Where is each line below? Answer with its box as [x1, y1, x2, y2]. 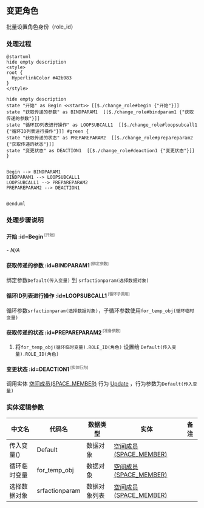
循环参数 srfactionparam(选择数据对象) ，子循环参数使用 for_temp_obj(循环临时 [6, 307, 194, 314]
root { [6, 70, 23, 76]
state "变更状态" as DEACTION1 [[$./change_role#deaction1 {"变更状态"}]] [6, 148, 195, 154]
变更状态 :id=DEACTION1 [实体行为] [6, 365, 89, 373]
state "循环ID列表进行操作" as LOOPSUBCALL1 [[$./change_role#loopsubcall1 [6, 122, 198, 129]
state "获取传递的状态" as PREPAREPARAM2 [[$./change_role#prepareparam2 [6, 135, 193, 141]
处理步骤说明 [6, 216, 44, 224]
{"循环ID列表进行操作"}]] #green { [6, 129, 89, 135]
